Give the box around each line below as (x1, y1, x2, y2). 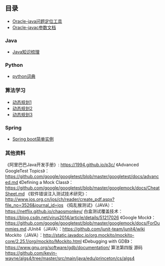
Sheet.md (5, 191, 25, 197)
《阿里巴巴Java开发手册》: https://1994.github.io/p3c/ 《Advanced (5, 162, 139, 168)
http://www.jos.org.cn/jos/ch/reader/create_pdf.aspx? (5, 196, 115, 202)
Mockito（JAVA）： (5, 232, 43, 238)
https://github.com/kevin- (5, 250, 58, 256)
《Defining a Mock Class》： (19, 179, 74, 185)
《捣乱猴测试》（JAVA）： (64, 202, 115, 208)
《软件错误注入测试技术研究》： (25, 191, 89, 197)
